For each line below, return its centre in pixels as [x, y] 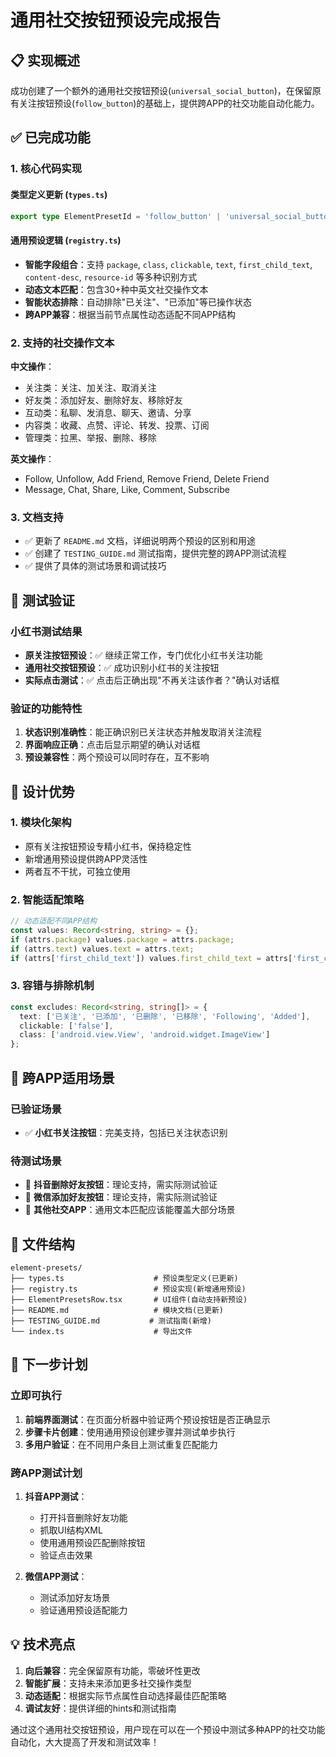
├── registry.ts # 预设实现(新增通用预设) [128, 1289]
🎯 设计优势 [42, 791]
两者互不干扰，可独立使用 [77, 871]
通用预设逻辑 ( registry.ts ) [66, 240]
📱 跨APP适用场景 [62, 1077]
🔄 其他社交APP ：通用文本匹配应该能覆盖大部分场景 [130, 1210]
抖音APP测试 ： [56, 1496]
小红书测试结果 [46, 631]
